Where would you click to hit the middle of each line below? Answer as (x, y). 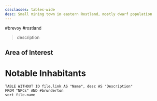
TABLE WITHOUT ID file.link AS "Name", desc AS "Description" (69, 86)
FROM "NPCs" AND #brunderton (34, 90)
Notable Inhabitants (45, 74)
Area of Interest (29, 52)
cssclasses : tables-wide (30, 9)
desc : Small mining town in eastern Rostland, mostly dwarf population (78, 14)
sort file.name (20, 95)
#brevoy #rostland (23, 28)
